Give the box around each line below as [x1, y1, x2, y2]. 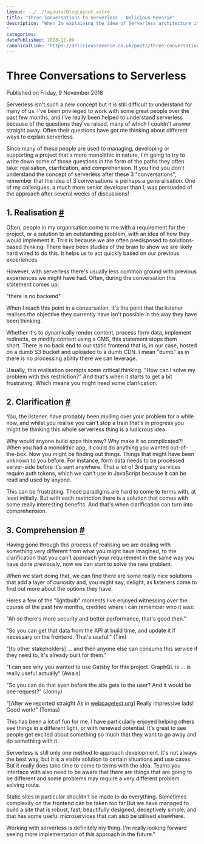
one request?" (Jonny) [6, 688, 63, 695]
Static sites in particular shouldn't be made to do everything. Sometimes [6, 793, 187, 800]
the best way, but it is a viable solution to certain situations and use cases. [6, 755, 192, 763]
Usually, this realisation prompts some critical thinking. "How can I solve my [6, 366, 195, 373]
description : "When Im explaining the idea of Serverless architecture [6, 20, 191, 26]
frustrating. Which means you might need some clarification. [6, 379, 158, 386]
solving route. [6, 781, 41, 789]
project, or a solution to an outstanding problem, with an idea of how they [6, 230, 190, 237]
